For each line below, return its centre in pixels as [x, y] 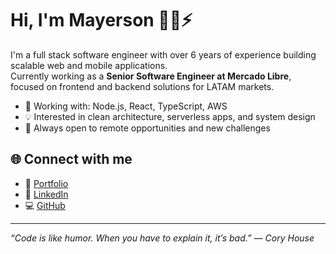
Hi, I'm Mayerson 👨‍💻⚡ [101, 20]
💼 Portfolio [46, 183]
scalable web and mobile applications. [89, 65]
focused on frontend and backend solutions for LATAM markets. [142, 86]
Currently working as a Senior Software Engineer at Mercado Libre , [151, 76]
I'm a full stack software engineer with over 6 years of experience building [163, 54]
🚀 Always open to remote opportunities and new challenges [147, 128]
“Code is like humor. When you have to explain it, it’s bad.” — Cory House [162, 238]
